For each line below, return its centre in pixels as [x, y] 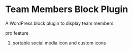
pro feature [17, 33]
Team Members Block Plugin [67, 9]
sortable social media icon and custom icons [59, 43]
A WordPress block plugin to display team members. [60, 23]
